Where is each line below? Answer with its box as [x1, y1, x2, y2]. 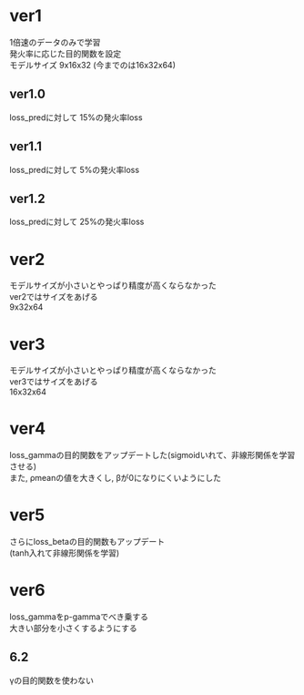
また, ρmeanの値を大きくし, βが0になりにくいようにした [9, 473, 221, 484]
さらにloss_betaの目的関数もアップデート [9, 537, 166, 547]
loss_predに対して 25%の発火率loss [9, 216, 145, 228]
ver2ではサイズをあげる [9, 291, 98, 302]
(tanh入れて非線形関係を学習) [9, 547, 120, 558]
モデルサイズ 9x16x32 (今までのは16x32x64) [9, 59, 176, 70]
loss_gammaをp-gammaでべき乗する [9, 611, 148, 622]
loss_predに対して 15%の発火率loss [9, 111, 143, 123]
